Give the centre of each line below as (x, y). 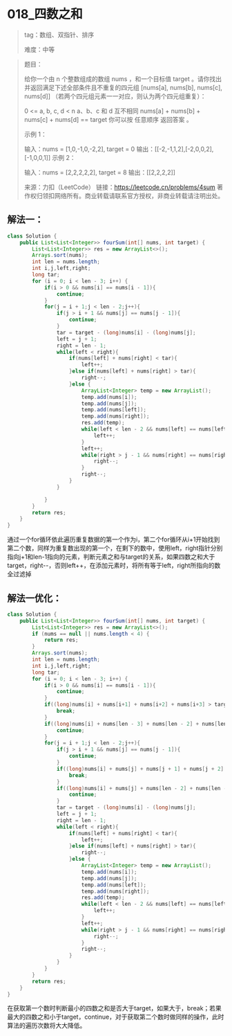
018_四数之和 (45, 14)
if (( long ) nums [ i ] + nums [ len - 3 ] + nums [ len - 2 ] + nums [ (131, 724)
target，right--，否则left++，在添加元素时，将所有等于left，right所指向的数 (114, 566)
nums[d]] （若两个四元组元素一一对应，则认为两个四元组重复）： (115, 96)
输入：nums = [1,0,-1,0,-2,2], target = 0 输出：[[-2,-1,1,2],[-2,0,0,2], (119, 149)
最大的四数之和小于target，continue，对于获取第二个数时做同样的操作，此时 (116, 1017)
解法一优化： (35, 598)
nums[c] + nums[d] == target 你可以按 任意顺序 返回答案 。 (108, 119)
